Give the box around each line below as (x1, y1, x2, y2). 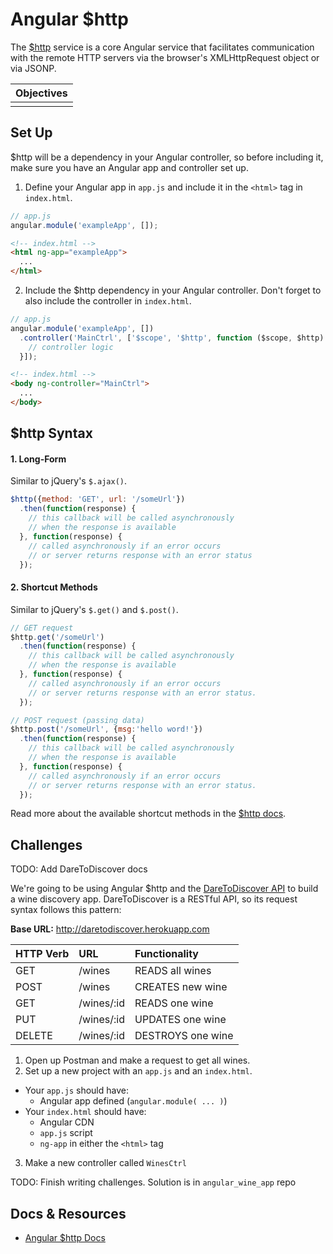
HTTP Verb (15, 947, 70, 961)
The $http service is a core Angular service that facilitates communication (10, 41, 315, 53)
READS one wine (134, 996, 214, 1010)
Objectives (15, 86, 68, 100)
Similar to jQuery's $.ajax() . (10, 475, 128, 487)
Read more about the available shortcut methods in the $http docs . (10, 808, 287, 820)
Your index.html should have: (24, 1106, 147, 1118)
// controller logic (28, 342, 114, 352)
